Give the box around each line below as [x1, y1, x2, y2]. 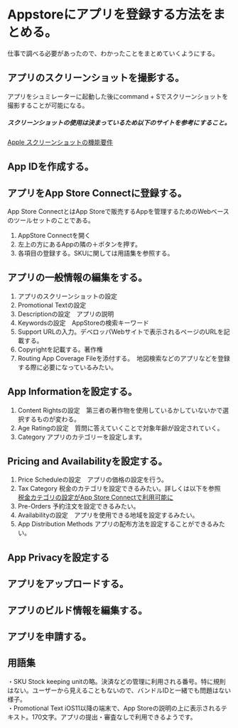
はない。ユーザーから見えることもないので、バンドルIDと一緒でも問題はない [7, 686, 232, 695]
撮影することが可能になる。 [7, 101, 89, 109]
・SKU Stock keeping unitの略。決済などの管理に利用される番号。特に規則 [7, 677, 226, 685]
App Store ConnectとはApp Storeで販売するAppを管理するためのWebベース [7, 207, 229, 215]
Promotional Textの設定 [17, 300, 87, 309]
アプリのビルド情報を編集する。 [7, 604, 148, 616]
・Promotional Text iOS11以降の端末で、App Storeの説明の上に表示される [7, 704, 222, 712]
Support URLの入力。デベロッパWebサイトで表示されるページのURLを [17, 327, 224, 336]
